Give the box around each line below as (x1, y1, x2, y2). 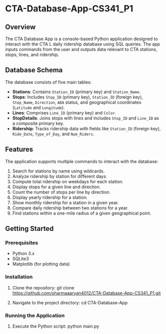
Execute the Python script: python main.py (12, 323, 100, 329)
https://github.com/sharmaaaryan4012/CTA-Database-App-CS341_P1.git (12, 290, 161, 296)
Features (5, 145, 33, 154)
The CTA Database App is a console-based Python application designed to (5, 36, 158, 42)
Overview (5, 23, 36, 31)
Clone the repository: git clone (12, 284, 74, 290)
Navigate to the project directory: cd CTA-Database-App (12, 299, 128, 305)
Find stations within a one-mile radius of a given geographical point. (12, 210, 152, 216)
